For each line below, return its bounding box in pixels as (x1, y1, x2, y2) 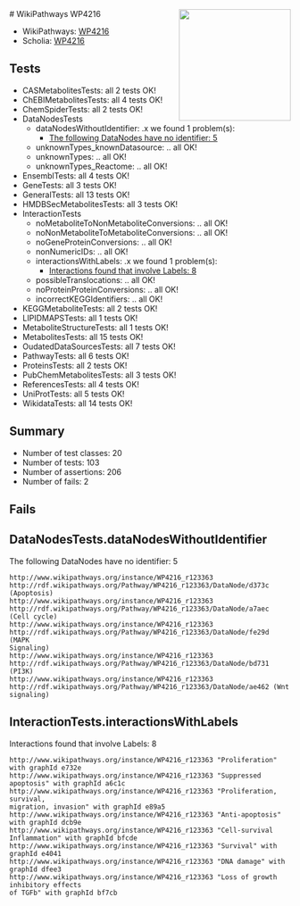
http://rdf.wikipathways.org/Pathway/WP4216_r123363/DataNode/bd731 (9, 659, 270, 668)
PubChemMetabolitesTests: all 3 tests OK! (21, 370, 177, 380)
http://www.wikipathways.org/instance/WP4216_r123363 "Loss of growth (9, 872, 278, 882)
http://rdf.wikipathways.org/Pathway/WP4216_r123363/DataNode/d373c (9, 580, 270, 590)
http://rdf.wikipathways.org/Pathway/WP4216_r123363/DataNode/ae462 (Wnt (9, 682, 290, 691)
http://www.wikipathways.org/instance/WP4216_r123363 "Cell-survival (9, 826, 274, 835)
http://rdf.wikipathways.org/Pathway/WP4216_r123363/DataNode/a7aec (9, 604, 270, 613)
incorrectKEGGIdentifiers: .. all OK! (35, 294, 163, 304)
